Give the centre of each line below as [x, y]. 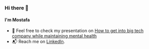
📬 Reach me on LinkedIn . [38, 42]
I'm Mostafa [17, 20]
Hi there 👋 [17, 8]
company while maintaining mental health [54, 36]
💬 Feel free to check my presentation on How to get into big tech [78, 31]
